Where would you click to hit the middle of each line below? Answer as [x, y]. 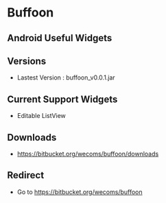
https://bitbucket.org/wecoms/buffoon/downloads [88, 154]
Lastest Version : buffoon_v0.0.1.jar [66, 77]
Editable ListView [41, 116]
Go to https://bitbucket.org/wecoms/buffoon [80, 192]
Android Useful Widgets [60, 38]
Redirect [26, 175]
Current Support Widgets [62, 99]
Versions [27, 61]
